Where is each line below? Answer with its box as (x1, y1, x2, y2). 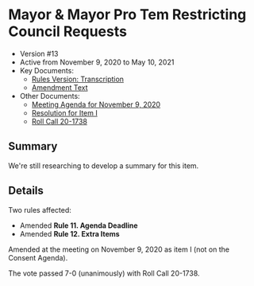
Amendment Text (31, 82, 89, 92)
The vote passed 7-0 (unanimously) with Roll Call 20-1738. (8, 268, 200, 278)
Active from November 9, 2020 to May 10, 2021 (19, 57, 175, 67)
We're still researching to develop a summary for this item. (8, 161, 199, 170)
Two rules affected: (8, 205, 71, 214)
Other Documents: (19, 91, 81, 100)
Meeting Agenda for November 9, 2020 (31, 100, 161, 109)
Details (8, 184, 44, 198)
